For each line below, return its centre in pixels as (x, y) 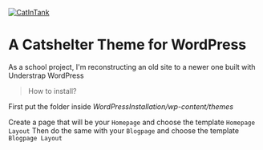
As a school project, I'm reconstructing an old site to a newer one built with (132, 67)
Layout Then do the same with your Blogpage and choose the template (123, 130)
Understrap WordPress (46, 75)
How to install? (53, 91)
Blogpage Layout (35, 138)
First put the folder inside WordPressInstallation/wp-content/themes (121, 106)
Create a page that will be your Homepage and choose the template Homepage (131, 122)
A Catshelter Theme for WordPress (127, 45)
